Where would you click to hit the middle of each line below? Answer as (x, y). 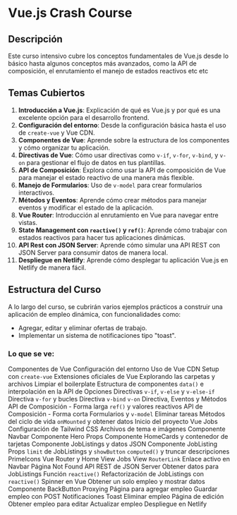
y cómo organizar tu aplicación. (64, 147)
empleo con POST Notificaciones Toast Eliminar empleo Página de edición (116, 496)
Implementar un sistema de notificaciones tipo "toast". (97, 335)
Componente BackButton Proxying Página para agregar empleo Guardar (113, 489)
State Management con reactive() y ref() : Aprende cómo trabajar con (123, 230)
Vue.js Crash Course (70, 13)
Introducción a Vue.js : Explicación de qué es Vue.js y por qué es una (119, 110)
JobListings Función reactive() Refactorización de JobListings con (106, 473)
